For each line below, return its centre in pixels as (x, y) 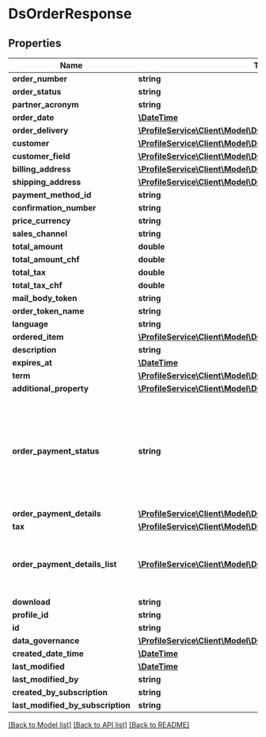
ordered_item (38, 337)
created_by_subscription (60, 692)
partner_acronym (46, 104)
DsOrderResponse (70, 14)
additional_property (51, 388)
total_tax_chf (37, 285)
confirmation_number (54, 208)
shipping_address (47, 182)
